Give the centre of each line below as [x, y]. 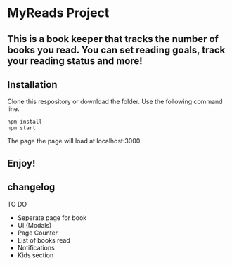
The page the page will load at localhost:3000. [75, 141]
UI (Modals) [34, 225]
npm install [25, 122]
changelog [31, 187]
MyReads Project [58, 13]
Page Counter [38, 233]
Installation [32, 85]
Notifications [36, 247]
